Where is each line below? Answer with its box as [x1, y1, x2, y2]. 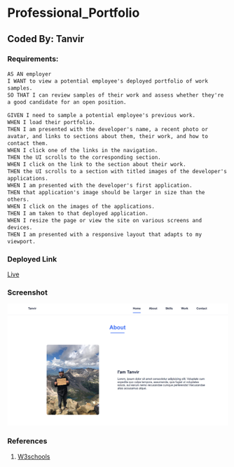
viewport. [7, 238, 36, 245]
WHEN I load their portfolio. [7, 119, 96, 126]
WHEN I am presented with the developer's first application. [7, 182, 193, 189]
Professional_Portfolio [7, 5, 140, 21]
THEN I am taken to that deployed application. [7, 210, 149, 217]
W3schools [17, 452, 50, 461]
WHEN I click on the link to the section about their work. [7, 161, 187, 168]
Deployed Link [7, 254, 57, 264]
